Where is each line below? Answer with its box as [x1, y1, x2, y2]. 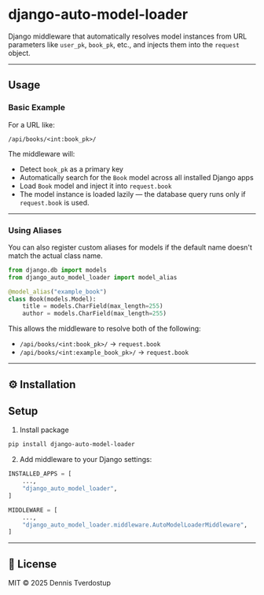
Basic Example [8, 102, 65, 113]
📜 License [8, 557, 57, 571]
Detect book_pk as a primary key [19, 164, 124, 174]
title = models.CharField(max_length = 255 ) [22, 302, 163, 310]
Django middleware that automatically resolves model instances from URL [8, 31, 247, 41]
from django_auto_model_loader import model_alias [8, 273, 178, 281]
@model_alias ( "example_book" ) [8, 287, 108, 296]
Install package [19, 425, 69, 434]
